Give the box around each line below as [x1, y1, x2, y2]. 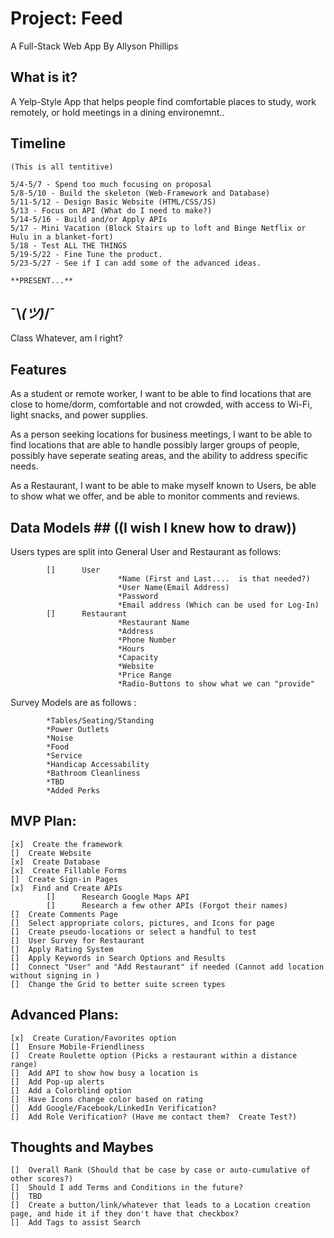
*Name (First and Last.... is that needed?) [117, 574, 311, 584]
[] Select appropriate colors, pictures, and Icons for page [10, 918, 275, 928]
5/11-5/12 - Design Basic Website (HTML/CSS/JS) [10, 197, 217, 207]
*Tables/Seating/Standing [46, 716, 155, 726]
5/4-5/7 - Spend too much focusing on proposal [10, 179, 213, 189]
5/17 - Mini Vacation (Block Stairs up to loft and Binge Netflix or [10, 223, 307, 233]
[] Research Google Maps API [46, 892, 190, 902]
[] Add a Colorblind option [10, 1085, 132, 1096]
